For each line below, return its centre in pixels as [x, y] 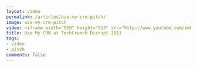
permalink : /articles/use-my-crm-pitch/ [56, 17]
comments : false [26, 55]
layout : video [23, 11]
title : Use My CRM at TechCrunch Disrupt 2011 [64, 33]
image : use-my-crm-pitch [36, 22]
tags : [13, 38]
